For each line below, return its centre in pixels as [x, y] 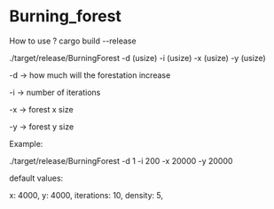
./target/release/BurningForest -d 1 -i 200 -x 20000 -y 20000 [121, 160]
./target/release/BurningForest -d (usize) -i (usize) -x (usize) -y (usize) [137, 58]
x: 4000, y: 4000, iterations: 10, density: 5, [86, 195]
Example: [26, 143]
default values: [36, 178]
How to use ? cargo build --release [73, 41]
